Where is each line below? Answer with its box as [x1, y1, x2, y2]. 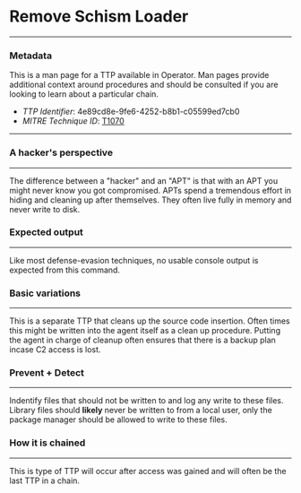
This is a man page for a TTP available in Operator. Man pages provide [9, 70, 270, 81]
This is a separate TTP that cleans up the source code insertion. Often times [9, 316, 291, 326]
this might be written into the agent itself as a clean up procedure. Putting [9, 325, 280, 336]
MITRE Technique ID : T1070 [21, 116, 125, 126]
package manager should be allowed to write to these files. [9, 414, 228, 425]
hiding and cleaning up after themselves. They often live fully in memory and [9, 195, 292, 205]
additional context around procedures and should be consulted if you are [9, 79, 279, 91]
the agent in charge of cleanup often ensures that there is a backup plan [9, 334, 276, 346]
